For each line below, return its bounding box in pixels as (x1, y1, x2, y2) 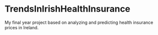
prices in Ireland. (4, 24, 39, 30)
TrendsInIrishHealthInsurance (4, 3, 130, 15)
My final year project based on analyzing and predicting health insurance (4, 19, 154, 25)
